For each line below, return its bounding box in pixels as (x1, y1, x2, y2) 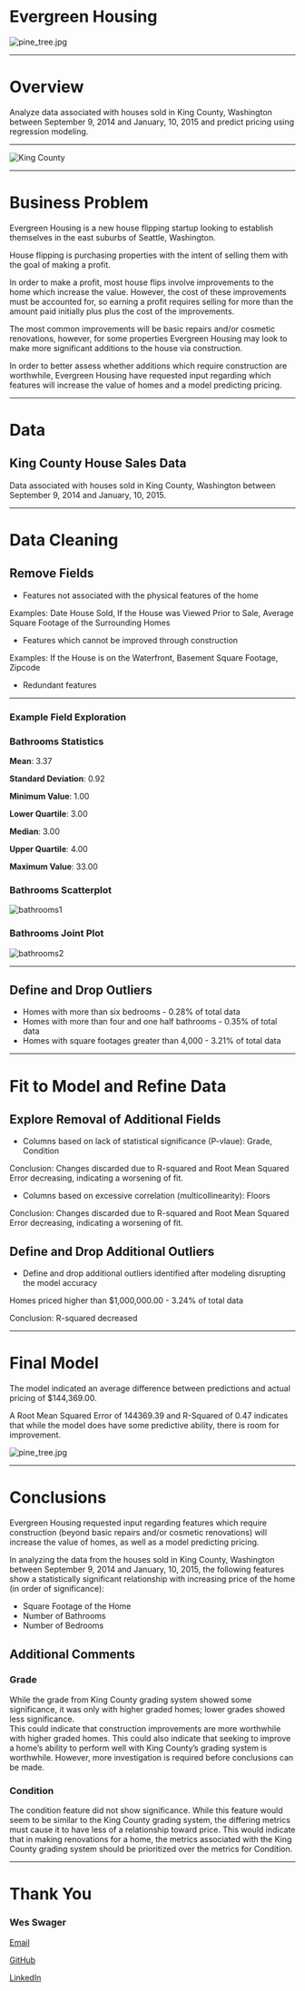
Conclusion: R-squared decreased (9, 1313, 138, 1324)
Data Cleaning (9, 530, 119, 550)
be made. (9, 1761, 45, 1772)
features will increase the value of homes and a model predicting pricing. (9, 379, 282, 390)
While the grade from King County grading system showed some (9, 1694, 252, 1705)
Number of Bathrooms (22, 1611, 106, 1622)
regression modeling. (9, 125, 89, 137)
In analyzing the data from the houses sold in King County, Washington (9, 1555, 275, 1565)
